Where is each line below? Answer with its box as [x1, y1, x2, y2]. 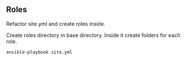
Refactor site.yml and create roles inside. [6, 20, 106, 27]
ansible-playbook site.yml [6, 49, 73, 55]
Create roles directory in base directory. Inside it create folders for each [6, 32, 181, 39]
